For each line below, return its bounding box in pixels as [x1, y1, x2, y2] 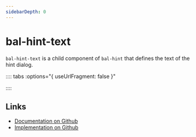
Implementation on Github [14, 124, 79, 131]
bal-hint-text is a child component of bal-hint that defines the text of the [5, 55, 190, 62]
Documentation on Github [14, 118, 79, 125]
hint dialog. [5, 61, 34, 68]
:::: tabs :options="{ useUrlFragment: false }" [5, 73, 116, 80]
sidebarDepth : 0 [5, 8, 46, 15]
